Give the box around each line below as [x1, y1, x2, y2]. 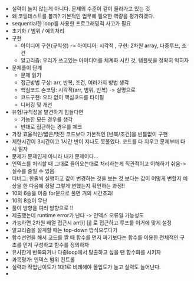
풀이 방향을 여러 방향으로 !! [11, 204, 74, 211]
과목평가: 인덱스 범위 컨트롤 [11, 256, 75, 263]
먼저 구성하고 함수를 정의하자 [22, 241, 90, 248]
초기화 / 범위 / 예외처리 [11, 27, 65, 34]
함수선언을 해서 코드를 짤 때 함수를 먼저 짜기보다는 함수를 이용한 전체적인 [11, 234, 179, 241]
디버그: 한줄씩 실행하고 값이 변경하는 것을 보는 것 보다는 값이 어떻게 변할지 [11, 175, 182, 182]
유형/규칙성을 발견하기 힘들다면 [11, 109, 84, 115]
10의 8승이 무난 [11, 197, 48, 204]
